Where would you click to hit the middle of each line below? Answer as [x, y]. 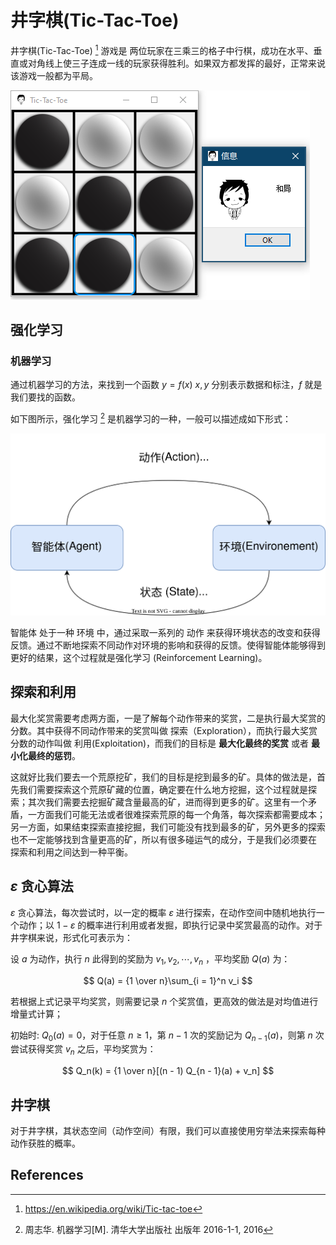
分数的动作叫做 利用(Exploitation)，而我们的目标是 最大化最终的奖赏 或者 [159, 743]
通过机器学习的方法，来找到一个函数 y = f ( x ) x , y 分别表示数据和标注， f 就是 [166, 385]
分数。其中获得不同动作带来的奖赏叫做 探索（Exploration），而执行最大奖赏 [164, 730]
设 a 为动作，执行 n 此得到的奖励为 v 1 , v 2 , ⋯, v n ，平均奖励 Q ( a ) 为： [150, 959]
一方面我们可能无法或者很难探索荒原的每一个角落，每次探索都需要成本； [176, 814]
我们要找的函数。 [45, 397]
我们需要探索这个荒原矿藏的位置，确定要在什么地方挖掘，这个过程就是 [163, 789]
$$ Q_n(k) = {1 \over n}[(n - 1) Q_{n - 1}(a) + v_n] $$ [168, 1071]
